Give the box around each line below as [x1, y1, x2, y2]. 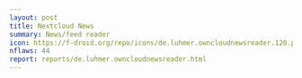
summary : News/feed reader [9, 30, 111, 39]
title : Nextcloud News [9, 22, 94, 30]
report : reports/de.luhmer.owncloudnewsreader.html [9, 55, 207, 64]
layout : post [9, 13, 58, 22]
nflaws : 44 [9, 47, 50, 56]
